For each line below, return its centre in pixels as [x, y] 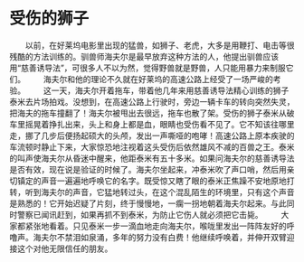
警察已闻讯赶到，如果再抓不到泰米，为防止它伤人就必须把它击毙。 [140, 214]
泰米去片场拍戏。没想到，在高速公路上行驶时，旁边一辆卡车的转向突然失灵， [152, 101]
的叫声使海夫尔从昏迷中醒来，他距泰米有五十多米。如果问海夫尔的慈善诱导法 [152, 158]
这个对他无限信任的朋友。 [65, 248]
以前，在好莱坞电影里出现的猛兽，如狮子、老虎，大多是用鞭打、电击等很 [160, 45]
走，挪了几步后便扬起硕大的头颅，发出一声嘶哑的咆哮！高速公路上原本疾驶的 [152, 136]
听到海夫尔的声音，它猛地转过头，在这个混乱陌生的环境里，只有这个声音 [160, 192]
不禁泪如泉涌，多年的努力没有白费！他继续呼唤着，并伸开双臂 [171, 237]
